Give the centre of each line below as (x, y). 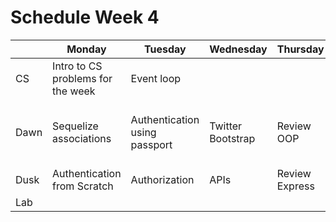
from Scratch (83, 186)
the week (74, 91)
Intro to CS (77, 66)
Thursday (300, 49)
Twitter (226, 126)
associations (82, 138)
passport (151, 144)
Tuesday (165, 49)
